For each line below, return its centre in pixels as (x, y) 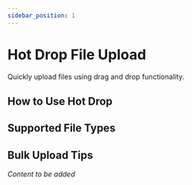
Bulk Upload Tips (50, 155)
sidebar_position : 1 (42, 15)
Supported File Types (61, 128)
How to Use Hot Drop (60, 101)
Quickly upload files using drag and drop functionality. (96, 77)
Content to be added (41, 174)
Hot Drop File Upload (77, 54)
